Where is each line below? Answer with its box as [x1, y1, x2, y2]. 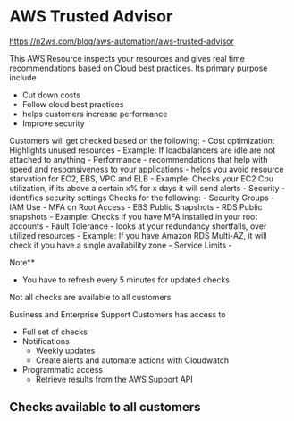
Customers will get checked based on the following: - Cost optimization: [9, 135, 275, 146]
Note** [9, 257, 36, 267]
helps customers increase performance [21, 108, 168, 119]
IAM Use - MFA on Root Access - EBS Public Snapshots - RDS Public [9, 201, 263, 212]
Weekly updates [35, 345, 96, 356]
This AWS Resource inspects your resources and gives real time [9, 53, 246, 63]
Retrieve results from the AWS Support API [35, 374, 194, 384]
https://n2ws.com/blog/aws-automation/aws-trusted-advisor [9, 36, 234, 46]
